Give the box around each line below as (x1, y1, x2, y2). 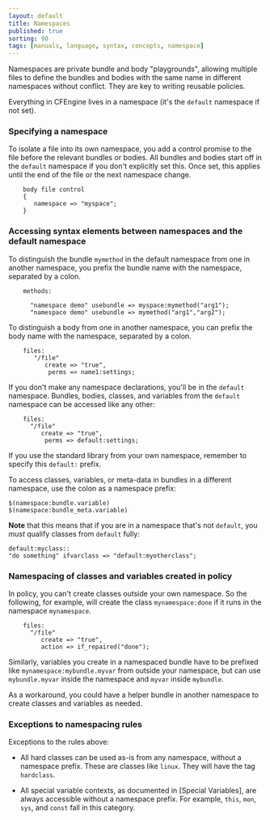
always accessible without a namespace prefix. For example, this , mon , (19, 794, 257, 804)
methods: (23, 287, 53, 295)
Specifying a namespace (8, 126, 108, 138)
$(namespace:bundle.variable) (8, 499, 111, 507)
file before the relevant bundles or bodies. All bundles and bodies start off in (8, 153, 263, 163)
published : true (8, 27, 63, 35)
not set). (8, 106, 36, 116)
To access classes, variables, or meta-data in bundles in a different (8, 474, 232, 484)
